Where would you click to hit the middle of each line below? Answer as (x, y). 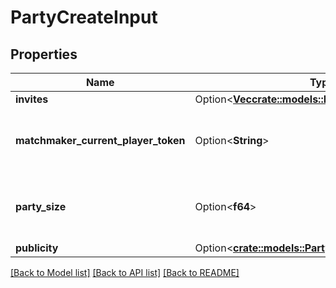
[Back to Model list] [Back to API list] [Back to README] (125, 272)
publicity (37, 248)
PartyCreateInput (84, 17)
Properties (44, 54)
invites (32, 99)
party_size (41, 206)
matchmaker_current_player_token (100, 140)
